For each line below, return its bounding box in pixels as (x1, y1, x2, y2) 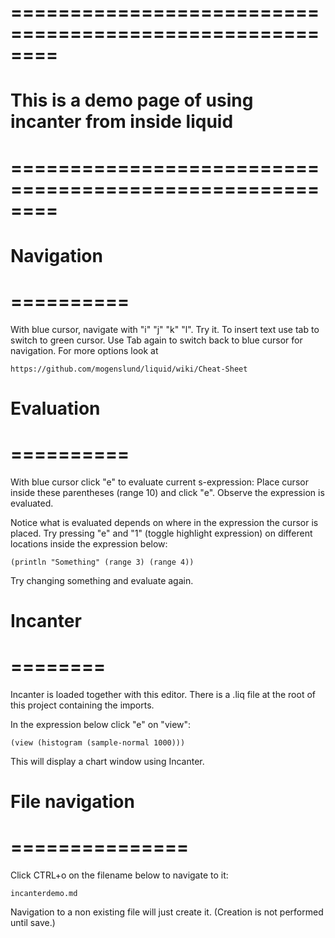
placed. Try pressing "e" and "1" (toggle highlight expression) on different (10, 527, 313, 539)
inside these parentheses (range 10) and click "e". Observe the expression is (10, 486, 325, 498)
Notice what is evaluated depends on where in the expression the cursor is (10, 516, 319, 528)
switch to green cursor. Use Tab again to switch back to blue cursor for (10, 334, 303, 346)
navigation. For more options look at (10, 344, 159, 356)
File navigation (10, 791, 135, 813)
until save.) (10, 917, 56, 929)
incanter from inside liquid (10, 111, 234, 133)
